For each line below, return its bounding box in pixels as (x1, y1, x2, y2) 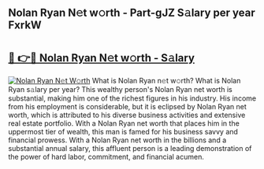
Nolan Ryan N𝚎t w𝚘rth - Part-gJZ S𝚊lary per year (8, 6, 256, 20)
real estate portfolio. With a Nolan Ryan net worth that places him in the (8, 119, 240, 128)
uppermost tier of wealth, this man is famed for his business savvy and (8, 127, 239, 136)
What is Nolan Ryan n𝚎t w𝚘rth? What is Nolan (91, 76, 241, 85)
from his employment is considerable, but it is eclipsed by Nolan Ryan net (8, 102, 247, 111)
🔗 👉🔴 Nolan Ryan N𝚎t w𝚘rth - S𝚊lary (8, 51, 195, 64)
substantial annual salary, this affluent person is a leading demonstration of (8, 144, 252, 152)
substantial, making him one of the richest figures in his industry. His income (8, 94, 257, 103)
